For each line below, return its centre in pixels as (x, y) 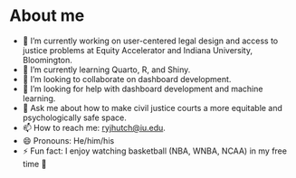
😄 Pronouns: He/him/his (68, 140)
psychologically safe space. (74, 117)
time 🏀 (34, 164)
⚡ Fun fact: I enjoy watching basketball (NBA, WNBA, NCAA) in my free (155, 151)
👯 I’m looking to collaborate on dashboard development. (127, 79)
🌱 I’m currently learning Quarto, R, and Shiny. (106, 70)
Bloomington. (47, 60)
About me (47, 16)
